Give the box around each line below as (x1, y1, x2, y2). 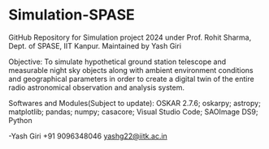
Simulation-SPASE (8, 6, 136, 24)
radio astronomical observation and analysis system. (8, 83, 185, 92)
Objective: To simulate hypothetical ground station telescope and (8, 57, 227, 66)
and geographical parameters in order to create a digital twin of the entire (8, 74, 254, 83)
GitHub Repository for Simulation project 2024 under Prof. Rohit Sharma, (8, 32, 252, 42)
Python (8, 115, 33, 125)
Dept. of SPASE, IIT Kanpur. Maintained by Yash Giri (8, 40, 181, 50)
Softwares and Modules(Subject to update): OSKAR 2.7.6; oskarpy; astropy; (8, 98, 262, 108)
